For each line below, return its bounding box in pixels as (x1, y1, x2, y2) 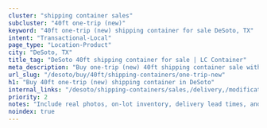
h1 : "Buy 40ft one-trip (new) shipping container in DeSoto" (8, 78, 215, 86)
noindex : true (8, 108, 56, 116)
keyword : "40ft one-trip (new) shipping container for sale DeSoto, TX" (8, 26, 254, 34)
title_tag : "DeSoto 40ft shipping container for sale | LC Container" (8, 56, 247, 64)
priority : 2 (8, 93, 48, 101)
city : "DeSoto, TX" (8, 48, 73, 56)
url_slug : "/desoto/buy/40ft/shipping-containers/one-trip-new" (8, 71, 226, 79)
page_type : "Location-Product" (8, 41, 112, 49)
